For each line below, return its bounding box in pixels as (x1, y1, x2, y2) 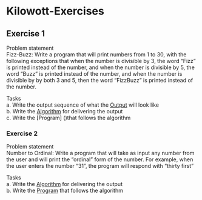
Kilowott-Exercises (6, 4, 104, 18)
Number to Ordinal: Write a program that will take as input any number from (6, 150, 195, 157)
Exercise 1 (6, 28, 45, 39)
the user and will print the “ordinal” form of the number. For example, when (6, 156, 194, 163)
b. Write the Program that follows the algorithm (6, 187, 123, 195)
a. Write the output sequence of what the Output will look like (6, 101, 160, 108)
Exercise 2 (6, 129, 38, 138)
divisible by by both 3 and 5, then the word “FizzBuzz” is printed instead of (6, 77, 194, 84)
